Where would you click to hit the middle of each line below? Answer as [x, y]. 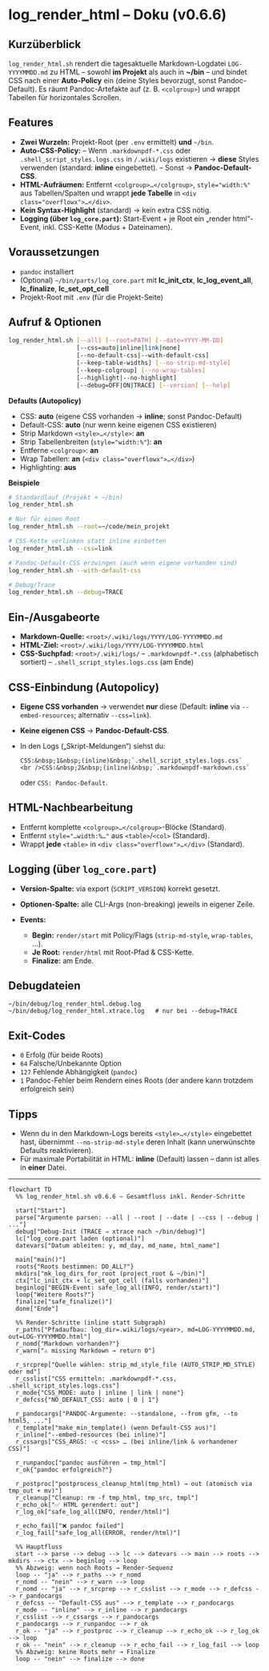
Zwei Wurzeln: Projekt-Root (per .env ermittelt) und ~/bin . [117, 142]
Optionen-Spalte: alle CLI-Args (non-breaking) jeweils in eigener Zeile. [137, 904]
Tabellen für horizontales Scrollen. [65, 97]
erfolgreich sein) [47, 1089]
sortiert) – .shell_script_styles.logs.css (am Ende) [107, 662]
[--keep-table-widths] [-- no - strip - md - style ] [153, 363]
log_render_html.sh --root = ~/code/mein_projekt [89, 527]
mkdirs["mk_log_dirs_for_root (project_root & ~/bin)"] [110, 1274]
